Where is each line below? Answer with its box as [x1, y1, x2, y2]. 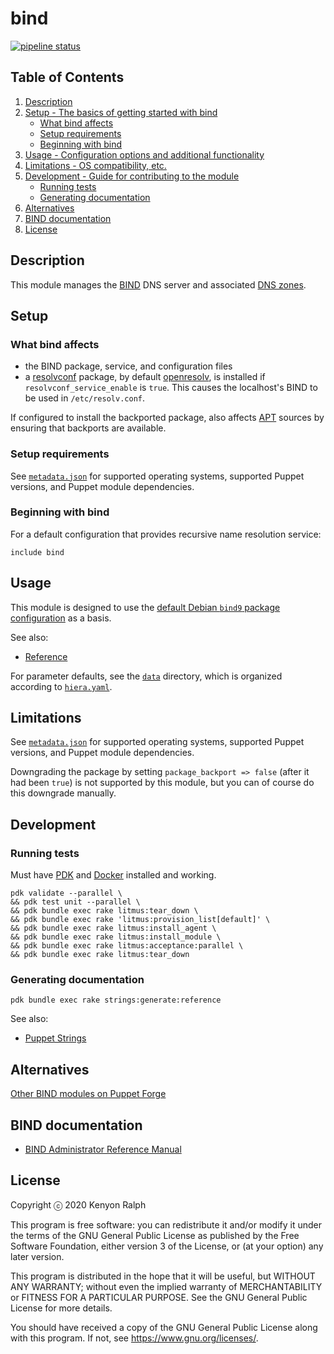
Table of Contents [10, 69, 125, 86]
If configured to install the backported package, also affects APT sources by [10, 412, 325, 424]
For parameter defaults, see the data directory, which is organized [10, 670, 283, 682]
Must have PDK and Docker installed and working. [10, 869, 217, 881]
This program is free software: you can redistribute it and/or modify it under [10, 1218, 322, 1231]
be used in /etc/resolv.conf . [24, 392, 146, 404]
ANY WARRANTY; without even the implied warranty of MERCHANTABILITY [10, 1280, 323, 1292]
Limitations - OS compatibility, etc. [24, 159, 167, 171]
